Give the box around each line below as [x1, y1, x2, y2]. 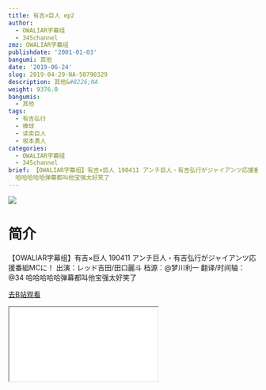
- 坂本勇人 [15, 136, 47, 145]
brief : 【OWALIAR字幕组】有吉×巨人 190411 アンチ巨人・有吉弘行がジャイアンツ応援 [8, 166, 255, 174]
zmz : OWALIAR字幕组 [8, 41, 69, 49]
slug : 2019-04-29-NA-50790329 [8, 71, 108, 78]
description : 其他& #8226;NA [8, 78, 99, 86]
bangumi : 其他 [8, 56, 53, 64]
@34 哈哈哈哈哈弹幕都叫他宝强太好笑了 [8, 273, 137, 282]
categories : [8, 144, 47, 152]
